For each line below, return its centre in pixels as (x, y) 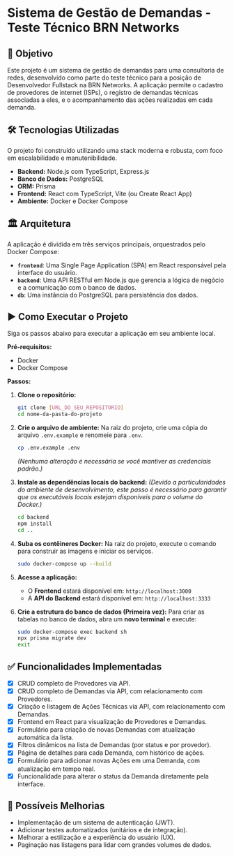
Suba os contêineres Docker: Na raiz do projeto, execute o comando (117, 543)
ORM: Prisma (36, 186)
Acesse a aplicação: (47, 577)
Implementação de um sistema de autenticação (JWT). (96, 822)
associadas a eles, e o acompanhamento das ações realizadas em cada (110, 100)
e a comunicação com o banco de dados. (77, 287)
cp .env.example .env (48, 448)
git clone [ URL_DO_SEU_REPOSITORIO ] (70, 408)
